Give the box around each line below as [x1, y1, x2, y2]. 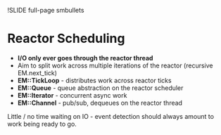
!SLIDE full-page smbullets [7, 6, 84, 14]
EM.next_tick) [17, 68, 58, 77]
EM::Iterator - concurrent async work [17, 91, 127, 99]
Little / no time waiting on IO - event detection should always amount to [7, 112, 215, 120]
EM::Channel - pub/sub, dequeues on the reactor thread [17, 98, 183, 107]
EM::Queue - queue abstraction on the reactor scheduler [17, 84, 184, 92]
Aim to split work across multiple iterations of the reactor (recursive [17, 61, 213, 70]
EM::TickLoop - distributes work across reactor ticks [17, 76, 172, 84]
